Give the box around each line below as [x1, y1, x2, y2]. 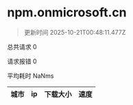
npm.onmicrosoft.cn [7, 5, 127, 20]
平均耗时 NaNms [7, 72, 54, 80]
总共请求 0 [7, 42, 37, 50]
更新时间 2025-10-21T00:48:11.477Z [23, 28, 126, 36]
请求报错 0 [7, 57, 37, 65]
